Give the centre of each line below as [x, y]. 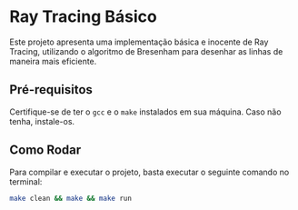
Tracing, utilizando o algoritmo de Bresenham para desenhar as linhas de [146, 51]
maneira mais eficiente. [53, 61]
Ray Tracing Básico [83, 17]
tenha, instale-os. [42, 121]
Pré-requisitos [51, 90]
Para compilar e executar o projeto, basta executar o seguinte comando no [149, 172]
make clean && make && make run [70, 198]
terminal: [26, 181]
